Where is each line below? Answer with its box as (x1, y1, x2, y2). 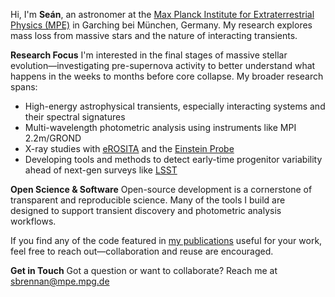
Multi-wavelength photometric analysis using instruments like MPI (24, 122, 297, 133)
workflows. (10, 215, 57, 227)
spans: (10, 81, 38, 93)
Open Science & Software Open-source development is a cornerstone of (10, 184, 313, 195)
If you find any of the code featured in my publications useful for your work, (10, 235, 323, 246)
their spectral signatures (24, 111, 126, 123)
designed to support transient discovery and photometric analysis (10, 205, 282, 216)
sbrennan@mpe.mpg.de (10, 275, 110, 287)
